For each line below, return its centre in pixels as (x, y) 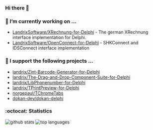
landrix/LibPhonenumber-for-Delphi (49, 82)
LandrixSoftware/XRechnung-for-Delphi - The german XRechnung (80, 32)
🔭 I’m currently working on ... (41, 21)
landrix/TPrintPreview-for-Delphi (46, 88)
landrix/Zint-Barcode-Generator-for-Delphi (56, 72)
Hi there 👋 (17, 8)
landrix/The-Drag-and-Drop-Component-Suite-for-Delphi (71, 77)
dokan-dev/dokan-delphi (38, 98)
